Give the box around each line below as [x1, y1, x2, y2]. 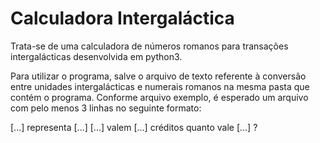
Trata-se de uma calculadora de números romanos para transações [10, 40, 289, 52]
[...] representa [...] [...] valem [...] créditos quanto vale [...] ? [10, 121, 258, 133]
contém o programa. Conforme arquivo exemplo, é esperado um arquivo [10, 91, 309, 103]
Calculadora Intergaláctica [10, 7, 235, 30]
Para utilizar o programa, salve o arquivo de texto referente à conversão [10, 70, 307, 82]
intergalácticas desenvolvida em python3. [10, 50, 183, 62]
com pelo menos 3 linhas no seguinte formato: [10, 102, 202, 114]
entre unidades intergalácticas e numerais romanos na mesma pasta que [10, 80, 310, 92]
